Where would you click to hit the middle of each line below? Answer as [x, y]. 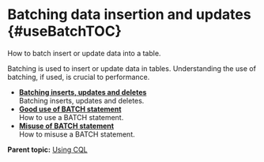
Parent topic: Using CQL [47, 149]
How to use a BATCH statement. [71, 117]
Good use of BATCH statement [70, 109]
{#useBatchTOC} [64, 31]
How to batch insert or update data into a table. [84, 53]
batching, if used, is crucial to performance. [79, 77]
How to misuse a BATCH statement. [77, 134]
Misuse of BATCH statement [66, 126]
